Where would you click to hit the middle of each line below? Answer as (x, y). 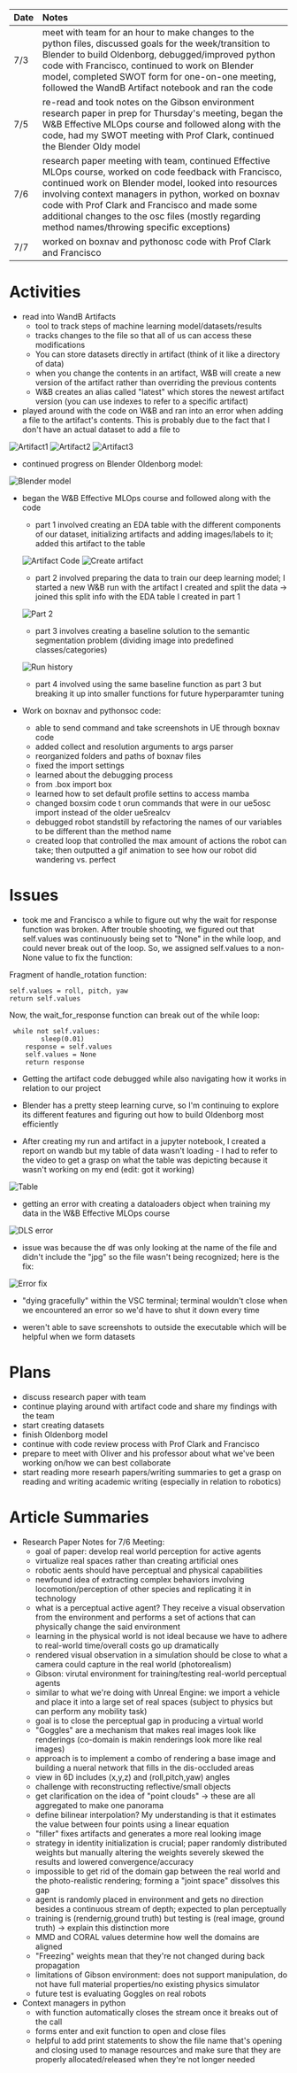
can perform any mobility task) (91, 1711)
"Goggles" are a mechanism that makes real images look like (145, 1729)
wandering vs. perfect (76, 859)
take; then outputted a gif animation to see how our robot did (146, 850)
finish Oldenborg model (65, 1435)
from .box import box (73, 784)
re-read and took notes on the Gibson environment (148, 102)
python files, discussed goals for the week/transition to (156, 43)
